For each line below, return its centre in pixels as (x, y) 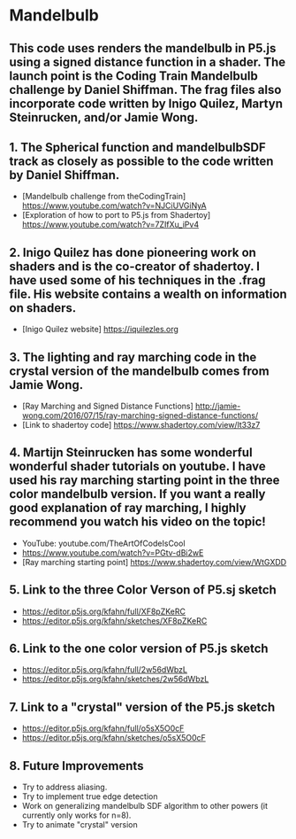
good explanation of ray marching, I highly (128, 508)
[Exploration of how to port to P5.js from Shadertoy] (116, 215)
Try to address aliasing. (65, 787)
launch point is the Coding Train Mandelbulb (133, 76)
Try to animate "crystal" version (80, 825)
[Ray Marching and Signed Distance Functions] (108, 406)
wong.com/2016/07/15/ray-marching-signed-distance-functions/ (140, 416)
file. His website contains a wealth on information (148, 294)
